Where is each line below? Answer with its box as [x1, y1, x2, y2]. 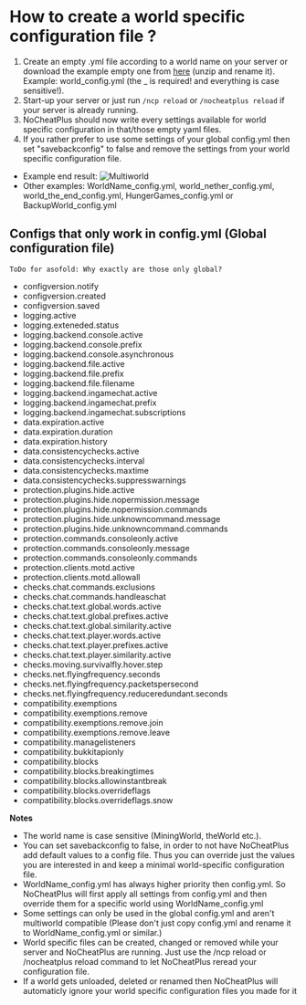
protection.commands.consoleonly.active [22, 532, 179, 544]
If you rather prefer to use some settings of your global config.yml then [22, 133, 290, 144]
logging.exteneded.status [22, 319, 120, 330]
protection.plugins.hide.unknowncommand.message [22, 513, 221, 524]
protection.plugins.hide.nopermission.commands [22, 504, 207, 515]
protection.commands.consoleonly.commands [22, 552, 198, 563]
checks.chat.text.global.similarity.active [22, 620, 172, 631]
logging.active [22, 309, 77, 320]
